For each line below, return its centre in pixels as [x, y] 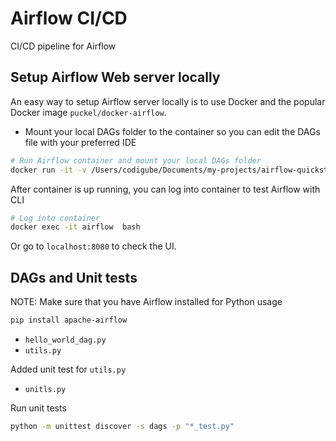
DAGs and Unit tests [74, 277]
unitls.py [45, 389]
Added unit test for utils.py [68, 369]
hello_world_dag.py [65, 340]
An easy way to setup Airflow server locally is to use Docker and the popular [168, 101]
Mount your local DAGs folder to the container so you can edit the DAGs [172, 131]
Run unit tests [38, 408]
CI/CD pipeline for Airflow [63, 46]
